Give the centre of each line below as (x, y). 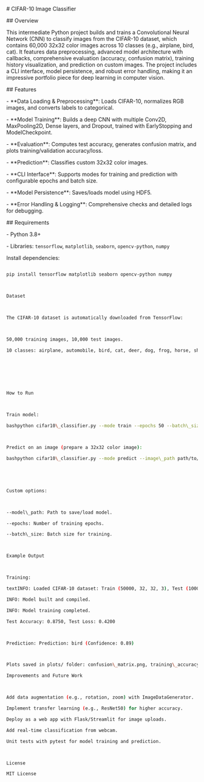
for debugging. (25, 211)
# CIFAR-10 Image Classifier (41, 9)
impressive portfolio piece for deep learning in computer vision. (86, 78)
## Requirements (28, 222)
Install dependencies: (33, 258)
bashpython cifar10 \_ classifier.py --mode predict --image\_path (90, 458)
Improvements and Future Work (45, 676)
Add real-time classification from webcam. (62, 730)
